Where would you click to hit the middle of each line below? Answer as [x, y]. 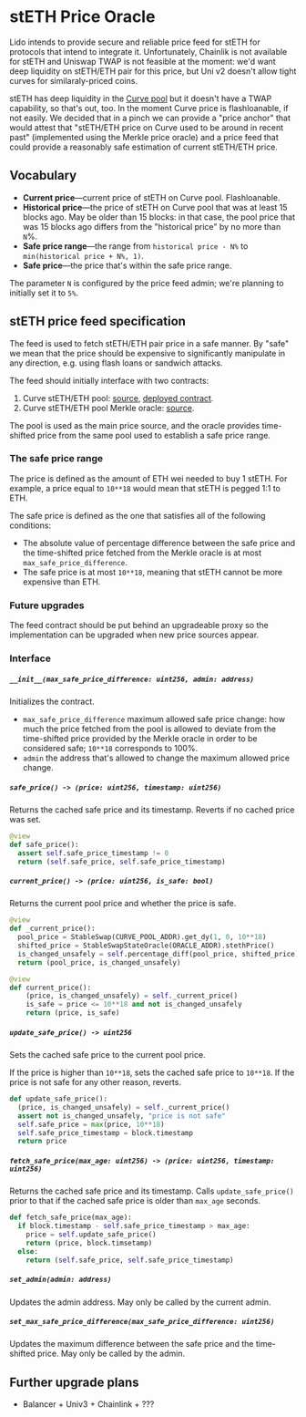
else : [28, 1251]
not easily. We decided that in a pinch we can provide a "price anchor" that [150, 118]
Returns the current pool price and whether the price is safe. [123, 904]
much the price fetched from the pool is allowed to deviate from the [149, 729]
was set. [25, 820]
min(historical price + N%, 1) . [83, 255]
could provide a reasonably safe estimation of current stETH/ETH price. [143, 147]
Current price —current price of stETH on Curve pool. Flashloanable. [151, 197]
